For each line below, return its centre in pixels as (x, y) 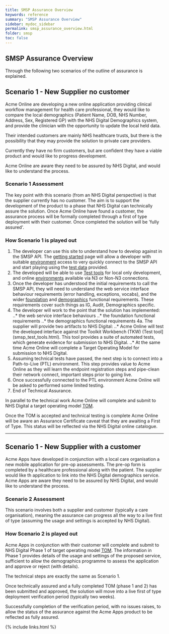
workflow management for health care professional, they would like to (77, 110)
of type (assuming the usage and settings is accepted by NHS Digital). (78, 521)
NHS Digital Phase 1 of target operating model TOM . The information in (78, 550)
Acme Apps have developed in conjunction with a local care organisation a (82, 459)
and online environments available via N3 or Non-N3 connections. (81, 278)
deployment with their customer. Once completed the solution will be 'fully (82, 222)
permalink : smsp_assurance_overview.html (49, 29)
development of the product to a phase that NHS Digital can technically (79, 205)
